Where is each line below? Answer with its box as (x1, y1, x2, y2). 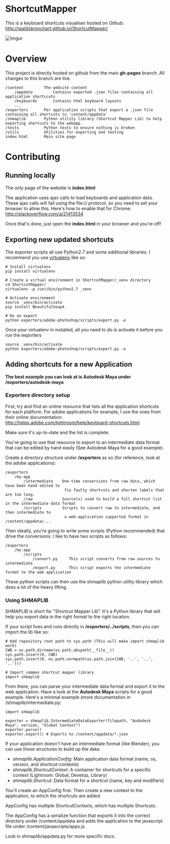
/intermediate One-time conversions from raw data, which (23, 479, 156, 484)
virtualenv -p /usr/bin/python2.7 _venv (5, 286, 92, 292)
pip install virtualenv (5, 268, 56, 274)
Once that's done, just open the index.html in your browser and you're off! (5, 220, 161, 227)
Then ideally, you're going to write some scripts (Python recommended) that (5, 527, 165, 533)
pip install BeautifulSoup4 (5, 304, 65, 310)
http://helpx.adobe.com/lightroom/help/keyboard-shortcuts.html (5, 419, 140, 426)
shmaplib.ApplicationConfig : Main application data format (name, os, (12, 756, 157, 762)
